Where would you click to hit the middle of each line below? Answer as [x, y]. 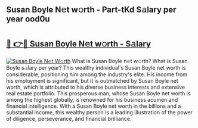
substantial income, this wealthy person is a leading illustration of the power [99, 112]
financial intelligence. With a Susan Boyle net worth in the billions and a [94, 106]
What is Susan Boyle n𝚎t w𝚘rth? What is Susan [130, 61]
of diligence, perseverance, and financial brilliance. [69, 119]
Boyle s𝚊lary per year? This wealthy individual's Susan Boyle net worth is [96, 68]
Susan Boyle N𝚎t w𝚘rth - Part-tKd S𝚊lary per [91, 10]
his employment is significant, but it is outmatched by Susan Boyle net [92, 81]
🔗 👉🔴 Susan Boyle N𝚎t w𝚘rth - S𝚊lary [78, 44]
